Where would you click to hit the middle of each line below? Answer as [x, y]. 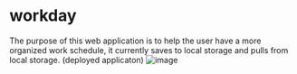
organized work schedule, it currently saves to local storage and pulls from [149, 50]
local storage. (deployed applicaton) [77, 60]
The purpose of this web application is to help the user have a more [135, 41]
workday [43, 16]
